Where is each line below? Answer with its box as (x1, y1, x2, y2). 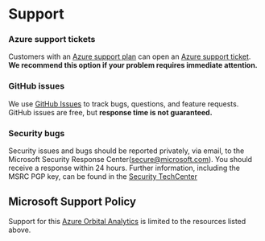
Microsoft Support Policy (8, 195, 137, 209)
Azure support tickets (8, 34, 96, 45)
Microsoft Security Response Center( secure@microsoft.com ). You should (8, 155, 252, 164)
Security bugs (8, 127, 65, 139)
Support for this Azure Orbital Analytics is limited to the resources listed (8, 216, 246, 226)
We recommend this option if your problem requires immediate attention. (8, 60, 258, 70)
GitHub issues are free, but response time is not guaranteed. (8, 107, 213, 117)
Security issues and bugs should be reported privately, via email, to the (8, 146, 245, 156)
